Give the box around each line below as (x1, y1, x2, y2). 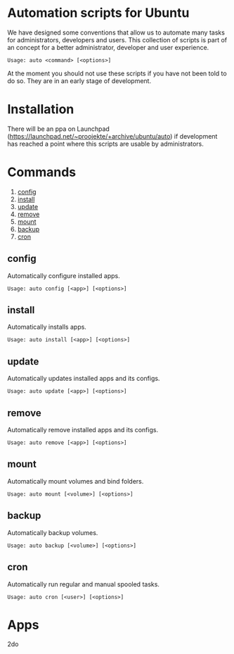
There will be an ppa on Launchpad (7, 125, 110, 133)
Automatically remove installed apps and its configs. (7, 426, 159, 434)
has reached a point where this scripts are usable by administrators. (7, 139, 204, 148)
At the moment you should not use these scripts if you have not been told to (7, 69, 227, 77)
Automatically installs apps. (7, 322, 86, 332)
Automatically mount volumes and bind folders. (7, 477, 144, 485)
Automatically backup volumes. (7, 528, 98, 536)
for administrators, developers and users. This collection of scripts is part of (7, 35, 227, 44)
